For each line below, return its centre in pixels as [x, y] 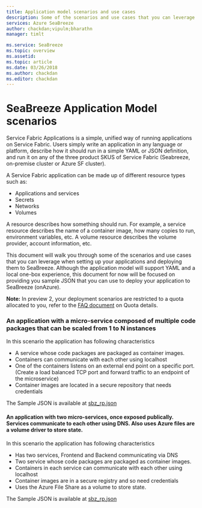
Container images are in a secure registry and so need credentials [96, 480]
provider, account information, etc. [49, 243]
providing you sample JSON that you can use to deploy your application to [98, 281]
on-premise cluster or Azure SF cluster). [56, 164]
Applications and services [47, 193]
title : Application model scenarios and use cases [71, 12]
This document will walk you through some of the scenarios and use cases [99, 255]
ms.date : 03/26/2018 [32, 67]
